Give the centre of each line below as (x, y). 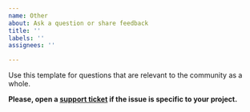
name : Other (28, 16)
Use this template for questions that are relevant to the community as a (125, 75)
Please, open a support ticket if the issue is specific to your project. (123, 99)
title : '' (25, 30)
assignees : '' (32, 46)
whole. (19, 84)
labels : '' (26, 38)
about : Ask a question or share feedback (79, 23)
